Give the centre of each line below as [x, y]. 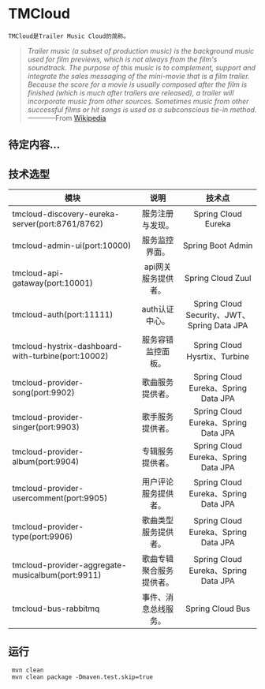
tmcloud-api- [38, 273]
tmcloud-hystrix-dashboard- [67, 346]
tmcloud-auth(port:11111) [63, 315]
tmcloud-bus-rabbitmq [56, 608]
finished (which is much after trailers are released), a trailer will [131, 92]
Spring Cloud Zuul [218, 279]
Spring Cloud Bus [218, 608]
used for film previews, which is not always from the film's [122, 59]
